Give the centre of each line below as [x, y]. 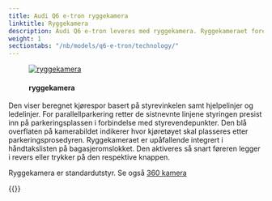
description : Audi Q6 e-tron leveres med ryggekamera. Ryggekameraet [128, 31]
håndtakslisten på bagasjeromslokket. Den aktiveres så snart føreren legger [134, 149]
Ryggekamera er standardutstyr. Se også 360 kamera [98, 173]
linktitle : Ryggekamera [49, 24]
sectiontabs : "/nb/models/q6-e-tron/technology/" [94, 46]
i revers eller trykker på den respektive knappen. [89, 157]
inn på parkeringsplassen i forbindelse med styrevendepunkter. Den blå [127, 123]
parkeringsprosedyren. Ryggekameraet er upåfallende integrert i [116, 140]
